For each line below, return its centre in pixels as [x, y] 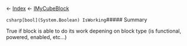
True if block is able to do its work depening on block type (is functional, [93, 31]
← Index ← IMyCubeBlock [38, 8]
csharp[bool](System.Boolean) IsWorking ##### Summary [77, 20]
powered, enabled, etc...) [36, 37]
